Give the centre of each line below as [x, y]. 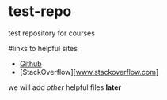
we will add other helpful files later [65, 87]
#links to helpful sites [43, 48]
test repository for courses [51, 33]
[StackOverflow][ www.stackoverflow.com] [89, 72]
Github [30, 63]
